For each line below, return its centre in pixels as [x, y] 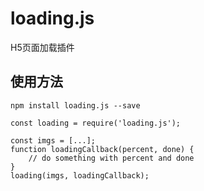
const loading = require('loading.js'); [96, 123]
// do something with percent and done [111, 158]
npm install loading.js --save [75, 105]
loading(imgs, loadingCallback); [80, 175]
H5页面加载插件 [42, 47]
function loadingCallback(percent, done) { [102, 149]
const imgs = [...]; [53, 140]
